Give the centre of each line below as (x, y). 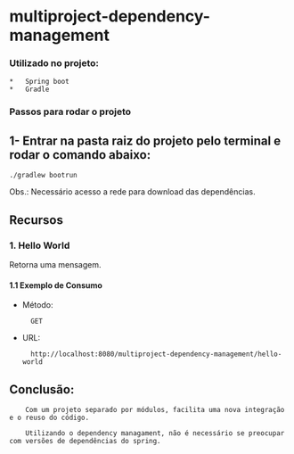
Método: (37, 305)
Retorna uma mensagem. (55, 264)
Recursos (37, 220)
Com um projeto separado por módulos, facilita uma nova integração (155, 409)
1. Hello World (40, 245)
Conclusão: (42, 389)
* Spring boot (39, 82)
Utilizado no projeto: (54, 63)
